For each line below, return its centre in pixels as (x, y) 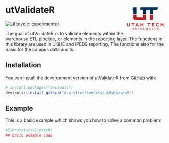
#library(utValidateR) (29, 130)
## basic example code (29, 136)
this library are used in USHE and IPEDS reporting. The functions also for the (85, 44)
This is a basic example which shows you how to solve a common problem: (83, 120)
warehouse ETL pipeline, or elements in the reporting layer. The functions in (84, 39)
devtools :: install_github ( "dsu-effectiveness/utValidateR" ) (70, 93)
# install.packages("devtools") (39, 87)
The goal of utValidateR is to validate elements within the (64, 33)
